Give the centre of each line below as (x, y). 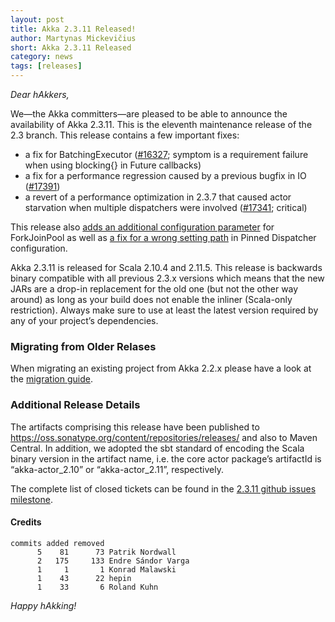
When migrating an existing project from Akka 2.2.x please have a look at (161, 368)
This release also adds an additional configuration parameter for (142, 227)
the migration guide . (51, 379)
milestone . (31, 499)
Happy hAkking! (43, 605)
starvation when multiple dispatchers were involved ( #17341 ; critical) (166, 207)
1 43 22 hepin (84, 578)
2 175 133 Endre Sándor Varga (113, 561)
